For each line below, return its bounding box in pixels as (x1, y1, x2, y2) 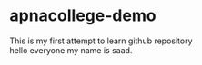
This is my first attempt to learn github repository (9, 35, 193, 46)
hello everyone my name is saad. (9, 44, 133, 55)
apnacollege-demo (9, 5, 157, 26)
